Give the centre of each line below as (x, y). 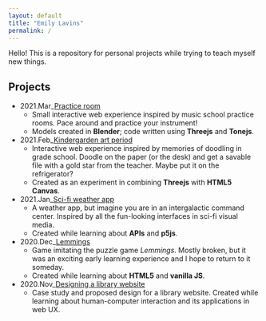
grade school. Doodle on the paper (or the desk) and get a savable (141, 157)
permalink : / (30, 30)
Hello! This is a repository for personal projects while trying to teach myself (132, 53)
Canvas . (46, 191)
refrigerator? (52, 174)
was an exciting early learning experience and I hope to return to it (141, 259)
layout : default (35, 16)
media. (43, 225)
